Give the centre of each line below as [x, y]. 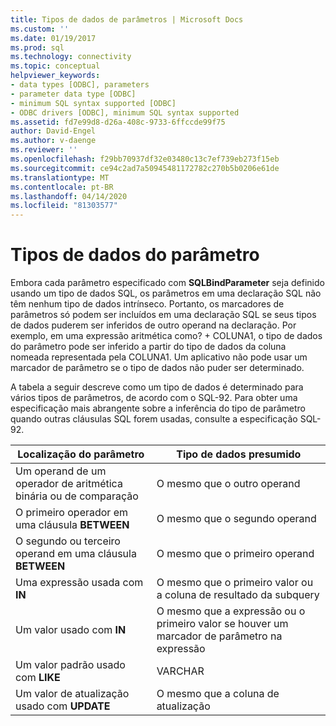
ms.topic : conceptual [55, 66]
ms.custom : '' [40, 29]
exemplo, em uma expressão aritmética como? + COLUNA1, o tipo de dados [166, 336]
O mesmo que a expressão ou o [231, 611]
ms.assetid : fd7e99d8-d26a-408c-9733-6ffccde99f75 [118, 122]
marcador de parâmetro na [219, 636]
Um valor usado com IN [71, 630]
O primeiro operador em [72, 513]
